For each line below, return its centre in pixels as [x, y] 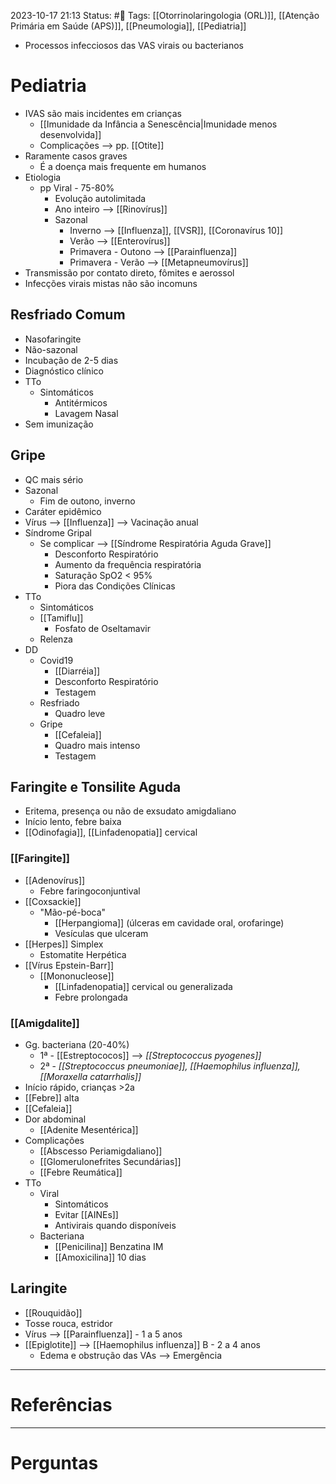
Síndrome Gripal [58, 532]
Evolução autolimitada [100, 198]
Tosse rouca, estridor [68, 1323]
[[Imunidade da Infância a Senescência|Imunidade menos [158, 124]
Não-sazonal [51, 349]
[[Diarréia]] [77, 671]
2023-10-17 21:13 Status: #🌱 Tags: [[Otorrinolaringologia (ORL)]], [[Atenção [165, 15]
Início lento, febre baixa [73, 822]
